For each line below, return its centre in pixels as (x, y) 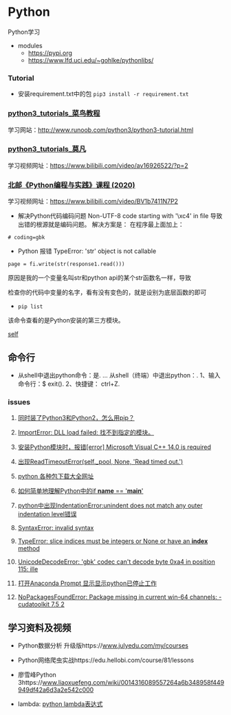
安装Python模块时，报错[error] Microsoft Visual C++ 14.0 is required (114, 447)
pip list (30, 307)
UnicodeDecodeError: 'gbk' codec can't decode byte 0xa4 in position (117, 562)
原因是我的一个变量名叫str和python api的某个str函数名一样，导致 (100, 278)
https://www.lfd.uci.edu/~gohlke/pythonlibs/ (91, 60)
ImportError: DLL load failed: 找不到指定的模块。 (86, 432)
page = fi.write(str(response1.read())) (67, 264)
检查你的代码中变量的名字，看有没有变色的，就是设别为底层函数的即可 (107, 292)
